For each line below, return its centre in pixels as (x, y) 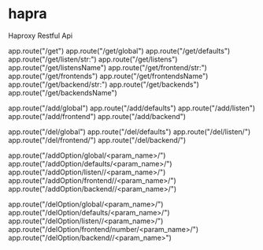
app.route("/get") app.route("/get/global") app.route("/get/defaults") (119, 50)
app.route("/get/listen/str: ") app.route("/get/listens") (93, 59)
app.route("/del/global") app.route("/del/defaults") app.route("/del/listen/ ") (130, 132)
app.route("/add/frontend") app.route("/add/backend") (97, 116)
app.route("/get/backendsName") (63, 92)
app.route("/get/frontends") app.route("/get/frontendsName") (108, 76)
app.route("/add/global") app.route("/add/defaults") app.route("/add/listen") (132, 108)
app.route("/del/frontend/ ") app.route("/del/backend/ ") (97, 140)
